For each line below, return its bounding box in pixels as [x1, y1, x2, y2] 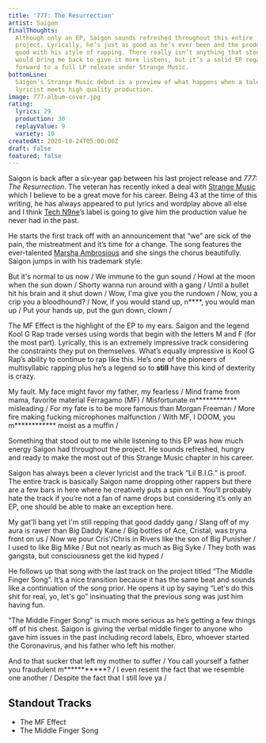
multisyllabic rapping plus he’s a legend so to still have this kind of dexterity [8, 363, 256, 373]
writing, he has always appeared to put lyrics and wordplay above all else [8, 199, 248, 209]
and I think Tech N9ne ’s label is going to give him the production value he [8, 207, 247, 217]
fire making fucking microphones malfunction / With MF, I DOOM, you [8, 412, 236, 422]
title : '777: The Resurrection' [8, 11, 115, 20]
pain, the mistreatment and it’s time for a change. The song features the [8, 240, 242, 249]
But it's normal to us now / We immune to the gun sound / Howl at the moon [8, 271, 256, 282]
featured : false [8, 152, 62, 160]
